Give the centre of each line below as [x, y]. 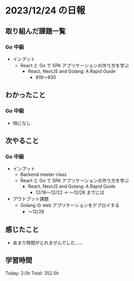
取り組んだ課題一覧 [35, 31]
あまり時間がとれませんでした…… [48, 243]
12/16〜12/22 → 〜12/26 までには [70, 192]
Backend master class [44, 174]
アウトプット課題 [31, 199]
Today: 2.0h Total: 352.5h [32, 273]
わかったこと [25, 95]
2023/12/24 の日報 [45, 11]
